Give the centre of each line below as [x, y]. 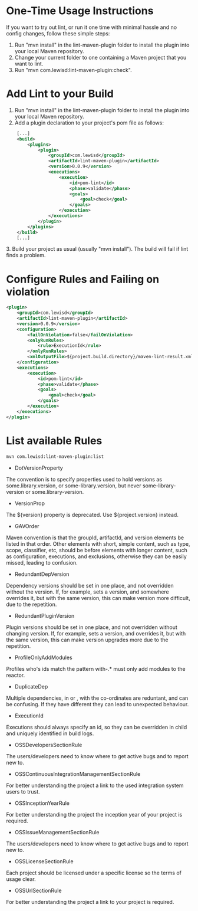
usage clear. [21, 879]
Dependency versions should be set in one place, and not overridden [90, 585]
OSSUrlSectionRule [38, 890]
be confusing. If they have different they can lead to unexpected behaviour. [98, 704]
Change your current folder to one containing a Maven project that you [100, 57]
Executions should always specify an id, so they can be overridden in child [97, 727]
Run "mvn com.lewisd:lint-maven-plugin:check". [73, 70]
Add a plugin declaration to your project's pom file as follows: [89, 123]
